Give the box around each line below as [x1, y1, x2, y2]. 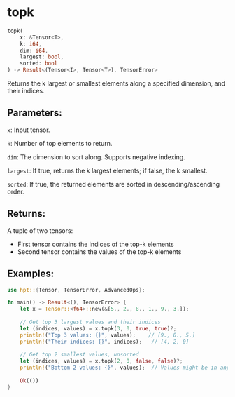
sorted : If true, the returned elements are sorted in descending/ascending [7, 180, 220, 188]
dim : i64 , [20, 47, 49, 54]
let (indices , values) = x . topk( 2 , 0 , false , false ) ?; [20, 358, 183, 365]
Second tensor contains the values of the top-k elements [17, 247, 182, 256]
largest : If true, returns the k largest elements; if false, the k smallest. [7, 166, 208, 175]
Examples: [7, 268, 55, 280]
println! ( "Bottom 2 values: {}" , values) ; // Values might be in [20, 364, 218, 372]
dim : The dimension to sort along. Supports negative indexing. [7, 152, 185, 161]
